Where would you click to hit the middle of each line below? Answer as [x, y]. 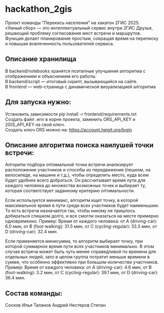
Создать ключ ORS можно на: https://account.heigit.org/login [68, 129]
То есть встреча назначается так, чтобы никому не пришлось [70, 211]
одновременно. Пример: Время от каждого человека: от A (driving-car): [81, 221]
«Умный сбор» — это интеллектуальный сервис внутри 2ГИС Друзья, [79, 28]
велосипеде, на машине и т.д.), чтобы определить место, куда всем [77, 175]
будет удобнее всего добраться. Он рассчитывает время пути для [75, 180]
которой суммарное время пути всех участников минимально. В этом [80, 247]
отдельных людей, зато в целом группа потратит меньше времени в [78, 257]
